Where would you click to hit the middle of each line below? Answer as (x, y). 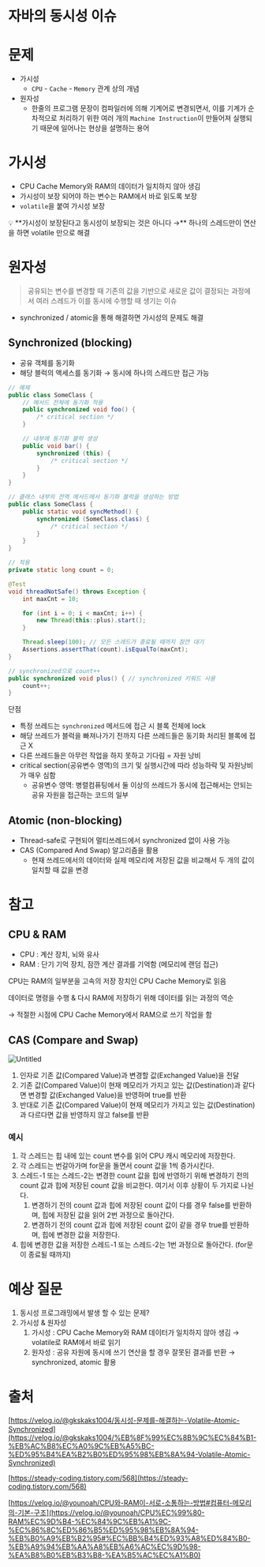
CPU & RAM (37, 934)
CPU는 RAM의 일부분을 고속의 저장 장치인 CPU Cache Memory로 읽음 (118, 981)
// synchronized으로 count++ (54, 671)
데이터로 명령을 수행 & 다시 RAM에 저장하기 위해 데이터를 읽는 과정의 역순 (121, 998)
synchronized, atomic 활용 (74, 1362)
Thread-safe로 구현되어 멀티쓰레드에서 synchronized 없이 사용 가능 (125, 840)
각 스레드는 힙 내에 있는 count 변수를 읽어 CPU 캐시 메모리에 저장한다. (127, 1156)
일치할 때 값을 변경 (60, 870)
